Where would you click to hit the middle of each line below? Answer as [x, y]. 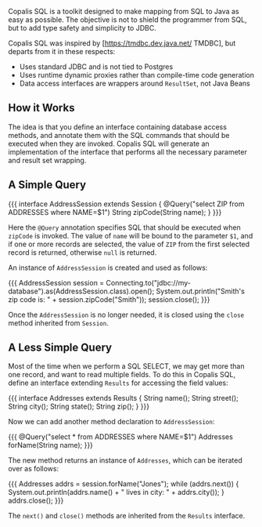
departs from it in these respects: [62, 51]
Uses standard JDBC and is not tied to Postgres [96, 67]
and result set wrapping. [47, 160]
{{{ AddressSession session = [56, 282]
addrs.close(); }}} [36, 500]
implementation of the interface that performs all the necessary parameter [128, 151]
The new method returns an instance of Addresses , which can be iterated [125, 460]
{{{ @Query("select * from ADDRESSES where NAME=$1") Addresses [120, 437]
